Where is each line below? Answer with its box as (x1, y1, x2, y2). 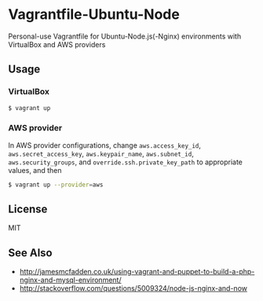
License (8, 203, 48, 216)
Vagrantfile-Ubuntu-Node (8, 6, 181, 24)
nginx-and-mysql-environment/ (19, 275, 122, 284)
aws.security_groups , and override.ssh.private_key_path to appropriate (8, 157, 243, 167)
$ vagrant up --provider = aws (8, 181, 104, 189)
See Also (8, 246, 53, 259)
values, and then (8, 165, 62, 174)
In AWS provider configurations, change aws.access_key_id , (8, 140, 202, 150)
